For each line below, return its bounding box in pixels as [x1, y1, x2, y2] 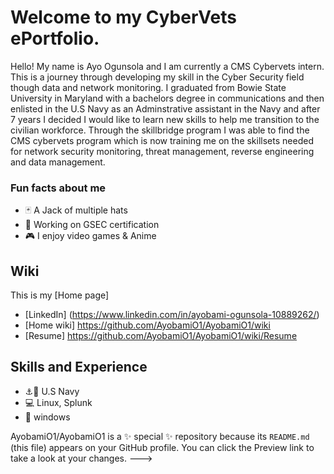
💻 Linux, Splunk [24, 396, 93, 408]
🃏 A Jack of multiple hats [24, 204, 128, 216]
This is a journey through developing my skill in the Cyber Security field [10, 71, 305, 83]
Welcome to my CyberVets [10, 6, 237, 29]
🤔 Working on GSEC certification [24, 219, 160, 231]
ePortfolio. [10, 27, 100, 50]
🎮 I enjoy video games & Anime [24, 230, 157, 242]
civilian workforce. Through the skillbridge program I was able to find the [10, 124, 310, 136]
